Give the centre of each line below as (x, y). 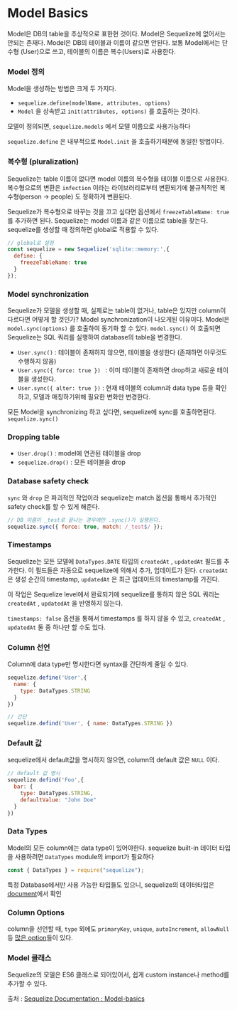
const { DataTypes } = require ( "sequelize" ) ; (76, 870)
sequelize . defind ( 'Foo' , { (45, 780)
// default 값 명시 (34, 774)
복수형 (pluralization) (43, 162)
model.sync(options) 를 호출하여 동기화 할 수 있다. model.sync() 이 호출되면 (114, 328)
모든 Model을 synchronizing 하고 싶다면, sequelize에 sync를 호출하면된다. (112, 412)
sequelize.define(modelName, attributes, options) (94, 104)
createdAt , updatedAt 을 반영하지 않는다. (65, 603)
